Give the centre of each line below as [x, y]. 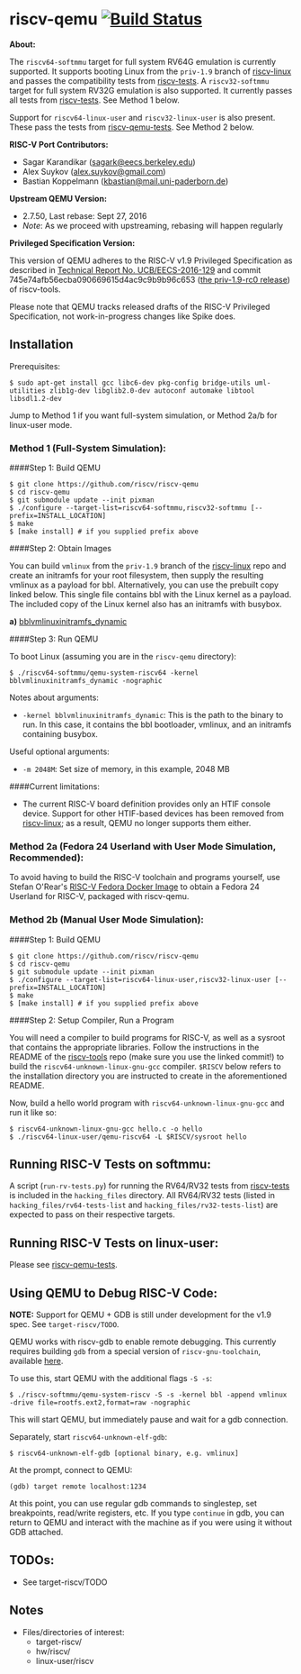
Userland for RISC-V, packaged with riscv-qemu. [99, 896]
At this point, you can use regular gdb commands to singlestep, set [133, 1504]
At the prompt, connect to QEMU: [71, 1470]
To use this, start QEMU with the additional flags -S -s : [111, 1378]
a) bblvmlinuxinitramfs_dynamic [68, 622]
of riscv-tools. [35, 289]
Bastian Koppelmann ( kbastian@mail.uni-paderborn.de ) [125, 181]
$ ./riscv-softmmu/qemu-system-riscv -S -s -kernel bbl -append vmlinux [148, 1395]
